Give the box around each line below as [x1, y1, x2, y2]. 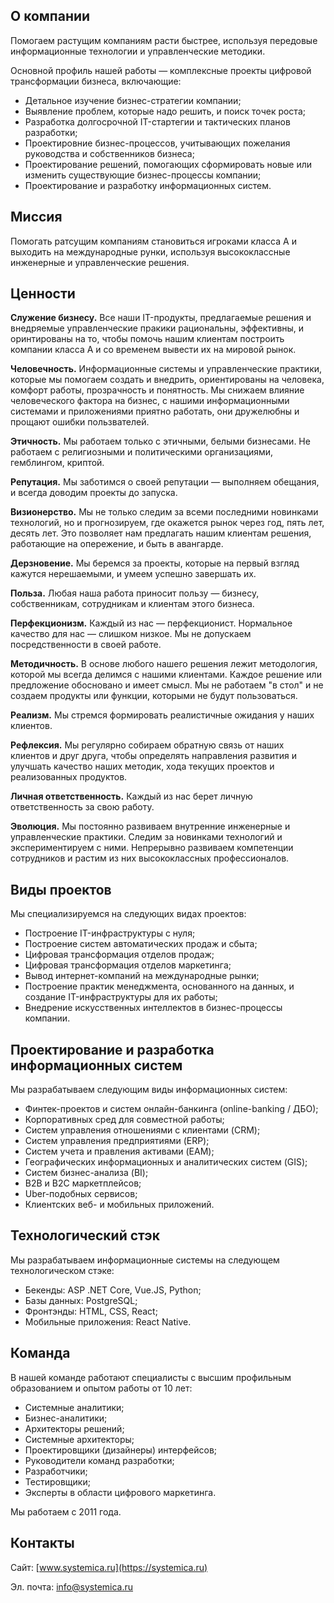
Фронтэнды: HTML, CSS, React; [24, 1305, 158, 1317]
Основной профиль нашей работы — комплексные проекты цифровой [10, 64, 312, 76]
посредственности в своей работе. [10, 639, 162, 651]
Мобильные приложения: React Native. [24, 1315, 192, 1328]
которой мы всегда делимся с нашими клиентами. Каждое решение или [10, 669, 322, 681]
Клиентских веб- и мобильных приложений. [24, 1199, 215, 1211]
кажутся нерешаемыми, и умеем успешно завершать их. [10, 568, 257, 580]
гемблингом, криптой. [10, 457, 105, 469]
